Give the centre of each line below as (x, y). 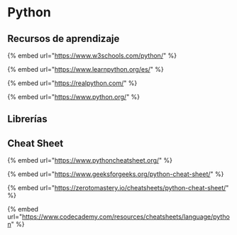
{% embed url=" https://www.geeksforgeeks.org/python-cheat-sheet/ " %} (116, 174)
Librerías (27, 119)
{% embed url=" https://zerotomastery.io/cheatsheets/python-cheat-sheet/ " (118, 188)
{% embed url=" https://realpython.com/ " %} (72, 83)
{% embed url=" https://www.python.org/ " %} (74, 97)
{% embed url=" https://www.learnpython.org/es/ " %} (86, 69)
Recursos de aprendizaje (64, 39)
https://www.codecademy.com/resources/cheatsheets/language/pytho (126, 217)
